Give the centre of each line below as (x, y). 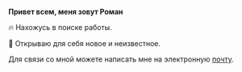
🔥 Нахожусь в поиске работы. (60, 27)
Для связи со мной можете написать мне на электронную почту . (121, 59)
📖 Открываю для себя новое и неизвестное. (85, 43)
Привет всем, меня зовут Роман (66, 12)
